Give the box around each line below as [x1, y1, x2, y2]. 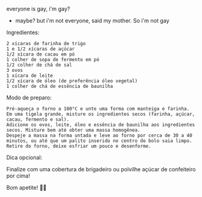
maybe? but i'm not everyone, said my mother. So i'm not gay [15, 17, 170, 24]
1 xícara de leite [6, 73, 53, 79]
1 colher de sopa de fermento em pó [6, 57, 99, 63]
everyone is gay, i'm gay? [6, 5, 70, 12]
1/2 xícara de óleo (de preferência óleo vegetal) [6, 78, 138, 84]
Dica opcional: [6, 154, 43, 161]
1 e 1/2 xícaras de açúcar [6, 46, 75, 52]
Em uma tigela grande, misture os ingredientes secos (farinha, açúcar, [6, 111, 195, 117]
